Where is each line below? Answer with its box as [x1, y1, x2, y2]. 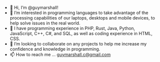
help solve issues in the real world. [9, 20, 80, 26]
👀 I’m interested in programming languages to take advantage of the [9, 10, 149, 16]
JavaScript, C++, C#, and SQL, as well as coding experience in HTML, [9, 31, 153, 36]
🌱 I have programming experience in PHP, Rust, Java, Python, [9, 25, 135, 31]
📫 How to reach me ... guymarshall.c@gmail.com [9, 52, 111, 57]
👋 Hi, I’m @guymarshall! [9, 5, 58, 10]
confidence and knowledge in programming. [9, 46, 100, 52]
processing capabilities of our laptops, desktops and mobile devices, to [9, 15, 156, 21]
